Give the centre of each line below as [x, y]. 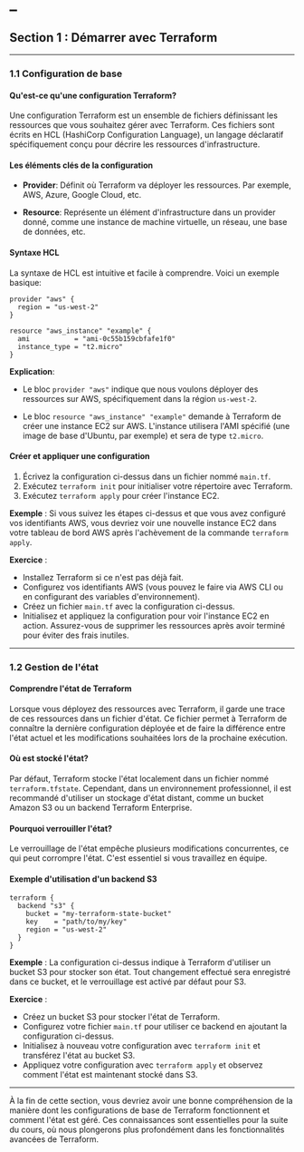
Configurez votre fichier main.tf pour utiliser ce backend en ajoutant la [155, 1027]
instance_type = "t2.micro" [71, 347]
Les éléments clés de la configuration [81, 165]
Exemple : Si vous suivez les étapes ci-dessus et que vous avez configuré [148, 513]
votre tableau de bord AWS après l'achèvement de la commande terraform [149, 532]
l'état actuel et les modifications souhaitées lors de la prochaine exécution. [148, 737]
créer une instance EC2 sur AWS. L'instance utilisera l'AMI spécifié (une [156, 425]
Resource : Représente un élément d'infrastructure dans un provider [149, 212]
